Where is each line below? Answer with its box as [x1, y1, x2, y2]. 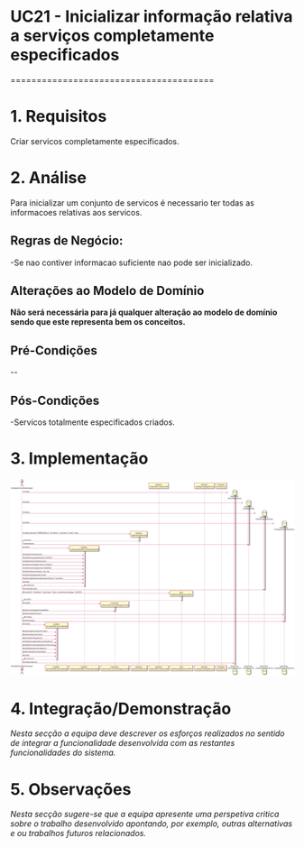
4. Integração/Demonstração [10, 698, 232, 719]
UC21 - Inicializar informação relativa [10, 6, 293, 27]
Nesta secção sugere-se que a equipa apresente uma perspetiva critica [10, 809, 280, 820]
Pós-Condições [10, 392, 100, 408]
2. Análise [10, 168, 87, 189]
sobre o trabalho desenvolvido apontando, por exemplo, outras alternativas [10, 818, 292, 829]
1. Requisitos [10, 106, 107, 127]
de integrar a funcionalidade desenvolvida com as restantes [10, 738, 235, 749]
